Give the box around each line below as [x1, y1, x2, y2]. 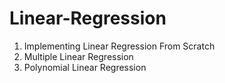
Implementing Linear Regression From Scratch [23, 40, 216, 52]
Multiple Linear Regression [23, 50, 134, 62]
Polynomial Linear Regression [23, 61, 147, 73]
